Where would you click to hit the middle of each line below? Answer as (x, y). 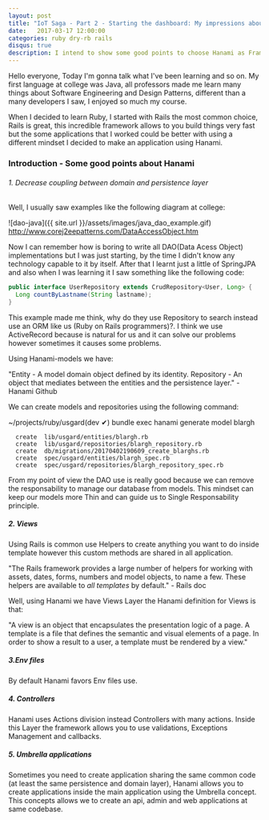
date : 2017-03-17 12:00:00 (57, 30)
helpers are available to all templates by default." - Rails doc (107, 585)
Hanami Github (33, 391)
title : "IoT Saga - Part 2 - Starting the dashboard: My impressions (127, 23)
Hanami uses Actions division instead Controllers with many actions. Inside (132, 719)
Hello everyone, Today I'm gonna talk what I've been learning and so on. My (134, 76)
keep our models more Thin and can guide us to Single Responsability (124, 497)
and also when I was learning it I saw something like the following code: (126, 273)
